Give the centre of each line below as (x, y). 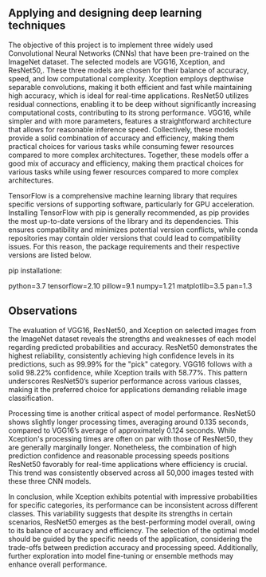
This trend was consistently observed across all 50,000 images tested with (131, 473)
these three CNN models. (50, 481)
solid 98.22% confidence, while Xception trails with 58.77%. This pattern (128, 372)
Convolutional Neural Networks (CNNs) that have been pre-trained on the (129, 53)
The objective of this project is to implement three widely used (111, 45)
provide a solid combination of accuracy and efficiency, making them (121, 138)
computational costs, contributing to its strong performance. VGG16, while (130, 112)
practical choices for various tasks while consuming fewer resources (121, 146)
